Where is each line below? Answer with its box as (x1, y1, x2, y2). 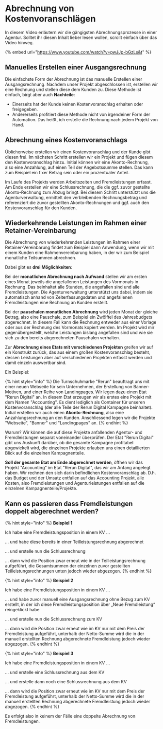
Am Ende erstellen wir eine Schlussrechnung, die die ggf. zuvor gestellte (5, 184, 150, 190)
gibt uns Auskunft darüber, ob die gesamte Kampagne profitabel (5, 440, 133, 446)
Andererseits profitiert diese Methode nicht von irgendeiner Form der (12, 111, 150, 117)
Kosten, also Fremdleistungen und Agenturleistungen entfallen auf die (5, 480, 145, 486)
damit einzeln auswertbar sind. (5, 360, 67, 365)
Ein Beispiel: (5, 369, 30, 375)
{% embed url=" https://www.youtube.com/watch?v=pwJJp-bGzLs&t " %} (5, 49, 152, 55)
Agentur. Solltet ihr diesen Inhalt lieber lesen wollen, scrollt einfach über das (5, 35, 157, 40)
